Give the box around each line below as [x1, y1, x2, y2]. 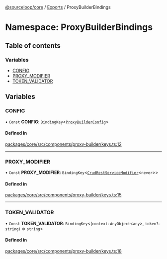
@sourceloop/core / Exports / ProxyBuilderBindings [5, 4, 111, 10]
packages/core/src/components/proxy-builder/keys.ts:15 [5, 192, 122, 198]
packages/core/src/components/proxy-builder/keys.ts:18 [5, 248, 122, 254]
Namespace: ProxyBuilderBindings [5, 22, 153, 33]
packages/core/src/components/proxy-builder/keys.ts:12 [5, 141, 122, 147]
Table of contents [5, 41, 61, 50]
